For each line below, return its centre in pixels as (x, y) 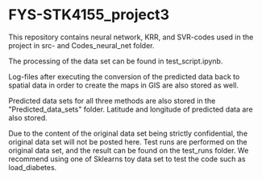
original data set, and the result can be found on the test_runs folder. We (129, 150)
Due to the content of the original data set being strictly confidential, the (128, 133)
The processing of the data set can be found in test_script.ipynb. (116, 61)
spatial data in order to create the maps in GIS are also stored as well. (124, 85)
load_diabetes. (33, 167)
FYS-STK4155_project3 (89, 15)
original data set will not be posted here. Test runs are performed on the (128, 141)
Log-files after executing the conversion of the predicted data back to (124, 76)
